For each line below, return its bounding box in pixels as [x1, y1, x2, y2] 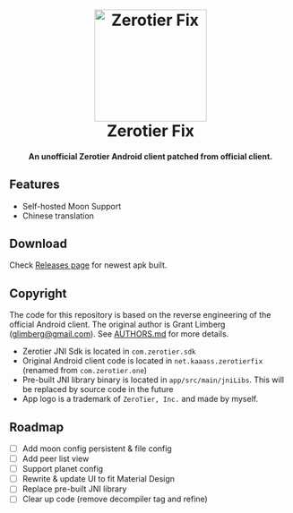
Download [9, 235, 67, 251]
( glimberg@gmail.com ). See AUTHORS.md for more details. [9, 329, 229, 339]
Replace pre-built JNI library [22, 483, 127, 494]
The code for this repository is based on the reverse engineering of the [9, 310, 271, 321]
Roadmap [9, 419, 65, 434]
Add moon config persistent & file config [22, 443, 172, 454]
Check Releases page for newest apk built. [9, 260, 168, 270]
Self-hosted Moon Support [22, 201, 122, 211]
